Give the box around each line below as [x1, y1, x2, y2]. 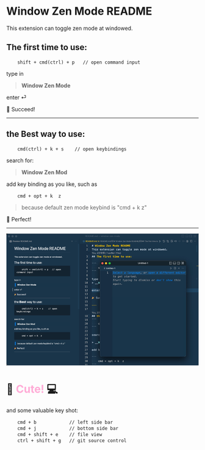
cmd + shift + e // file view [17, 432, 103, 438]
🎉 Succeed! [6, 105, 35, 112]
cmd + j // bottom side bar [17, 426, 119, 432]
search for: [6, 157, 34, 164]
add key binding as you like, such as [6, 180, 98, 188]
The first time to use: [6, 42, 87, 53]
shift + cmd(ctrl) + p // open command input [17, 59, 140, 65]
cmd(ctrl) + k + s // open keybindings [17, 146, 127, 152]
